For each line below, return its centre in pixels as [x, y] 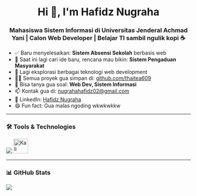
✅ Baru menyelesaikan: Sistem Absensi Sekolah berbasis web [90, 53]
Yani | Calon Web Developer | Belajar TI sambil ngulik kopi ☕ [98, 38]
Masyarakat [30, 66]
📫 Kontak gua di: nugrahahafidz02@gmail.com [72, 91]
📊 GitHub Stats [28, 173]
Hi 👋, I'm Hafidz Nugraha [98, 12]
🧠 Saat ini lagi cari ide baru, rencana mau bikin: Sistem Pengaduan [95, 60]
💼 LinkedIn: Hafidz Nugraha [48, 100]
